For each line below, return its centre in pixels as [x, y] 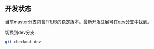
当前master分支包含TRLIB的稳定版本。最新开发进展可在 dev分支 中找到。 [78, 22]
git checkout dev [23, 42]
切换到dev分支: [21, 32]
